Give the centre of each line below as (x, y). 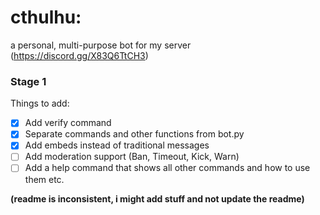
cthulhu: (46, 17)
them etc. (44, 179)
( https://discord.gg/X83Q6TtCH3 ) (79, 55)
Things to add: (40, 103)
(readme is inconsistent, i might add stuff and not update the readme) (157, 198)
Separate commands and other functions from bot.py (134, 134)
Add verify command (68, 123)
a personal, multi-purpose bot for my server (101, 45)
